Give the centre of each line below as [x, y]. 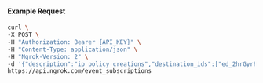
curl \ [18, 27]
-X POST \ [24, 35]
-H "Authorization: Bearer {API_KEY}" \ [75, 42]
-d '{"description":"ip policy [58, 64]
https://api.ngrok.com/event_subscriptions [80, 71]
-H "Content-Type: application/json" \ [73, 49]
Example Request [37, 11]
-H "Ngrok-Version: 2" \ [48, 56]
